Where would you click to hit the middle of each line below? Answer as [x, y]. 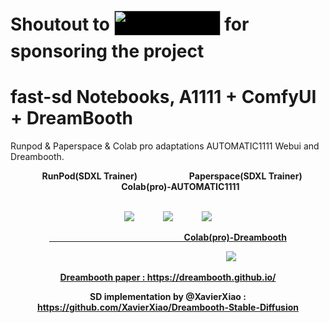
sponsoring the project [107, 51]
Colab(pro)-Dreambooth [235, 237]
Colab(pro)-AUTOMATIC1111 [180, 187]
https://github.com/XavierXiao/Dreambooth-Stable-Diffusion [168, 307]
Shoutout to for [130, 24]
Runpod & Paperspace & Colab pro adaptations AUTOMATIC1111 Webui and [165, 146]
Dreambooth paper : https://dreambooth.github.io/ [168, 277]
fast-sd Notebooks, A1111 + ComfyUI [163, 97]
